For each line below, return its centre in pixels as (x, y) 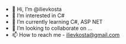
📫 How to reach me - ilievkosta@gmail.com (66, 35)
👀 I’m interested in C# (38, 15)
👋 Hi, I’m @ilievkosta (37, 9)
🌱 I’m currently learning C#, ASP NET (57, 22)
